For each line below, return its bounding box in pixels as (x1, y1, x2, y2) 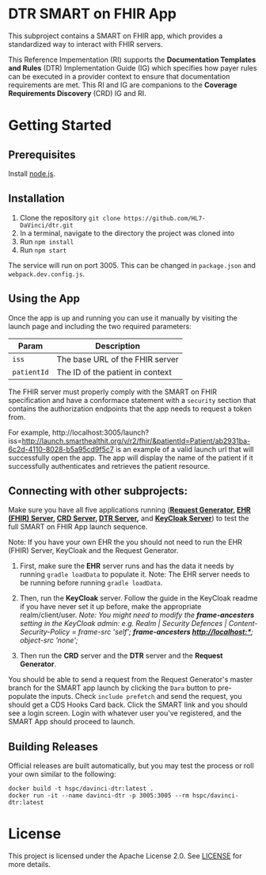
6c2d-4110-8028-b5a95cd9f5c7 (8, 444, 115, 454)
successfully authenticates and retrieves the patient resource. (8, 461, 211, 470)
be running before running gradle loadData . (19, 578, 163, 588)
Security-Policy (19, 627, 70, 637)
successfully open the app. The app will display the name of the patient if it (8, 453, 253, 462)
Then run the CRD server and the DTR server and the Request (19, 651, 223, 661)
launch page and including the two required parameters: (8, 321, 192, 331)
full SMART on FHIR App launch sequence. (8, 522, 148, 532)
